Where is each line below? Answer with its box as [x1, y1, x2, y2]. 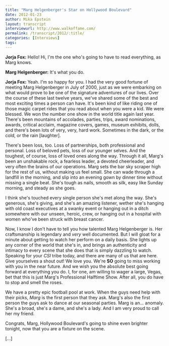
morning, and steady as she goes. [5, 185, 76, 191]
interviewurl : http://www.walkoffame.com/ [5, 26, 96, 31]
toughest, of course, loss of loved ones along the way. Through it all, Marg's [5, 153, 163, 159]
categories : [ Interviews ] [5, 36, 60, 41]
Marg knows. [5, 59, 33, 65]
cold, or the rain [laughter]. [5, 132, 62, 139]
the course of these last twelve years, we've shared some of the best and [5, 95, 158, 101]
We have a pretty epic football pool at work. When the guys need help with [5, 289, 160, 295]
